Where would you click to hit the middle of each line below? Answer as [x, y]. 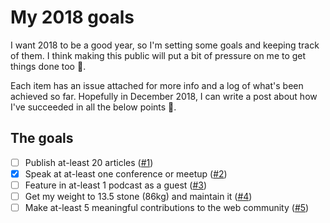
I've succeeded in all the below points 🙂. [93, 107]
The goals [42, 138]
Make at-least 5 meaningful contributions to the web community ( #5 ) [167, 207]
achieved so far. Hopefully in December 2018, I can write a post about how [164, 96]
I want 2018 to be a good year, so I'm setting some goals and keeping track [165, 45]
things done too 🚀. [48, 66]
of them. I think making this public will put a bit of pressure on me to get [158, 55]
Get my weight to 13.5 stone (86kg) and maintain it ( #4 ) [138, 196]
